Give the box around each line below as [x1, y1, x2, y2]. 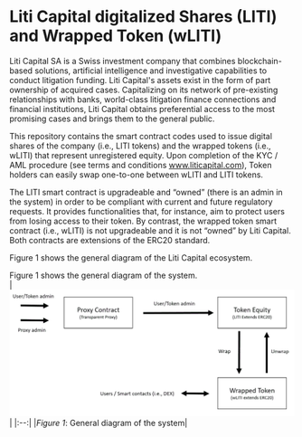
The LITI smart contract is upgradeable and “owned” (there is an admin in [9, 186, 283, 197]
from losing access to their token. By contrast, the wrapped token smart [9, 215, 278, 226]
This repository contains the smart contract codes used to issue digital [9, 130, 273, 141]
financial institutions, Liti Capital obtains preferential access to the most [9, 103, 276, 114]
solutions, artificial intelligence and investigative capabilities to [34, 65, 268, 76]
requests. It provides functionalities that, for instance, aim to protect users [9, 205, 285, 216]
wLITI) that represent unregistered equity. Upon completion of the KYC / [9, 149, 278, 160]
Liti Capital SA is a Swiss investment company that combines [9, 55, 236, 66]
